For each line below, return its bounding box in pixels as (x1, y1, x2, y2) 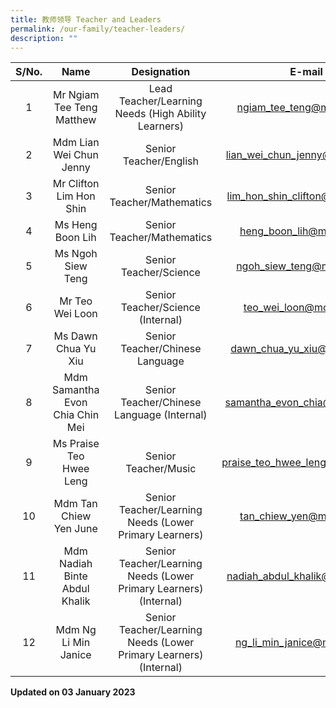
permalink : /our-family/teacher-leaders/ (10, 24, 186, 34)
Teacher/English (122, 154, 199, 168)
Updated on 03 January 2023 (10, 686, 136, 698)
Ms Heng (54, 218, 98, 232)
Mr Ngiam (52, 88, 100, 102)
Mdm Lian (52, 136, 100, 150)
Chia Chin (53, 408, 100, 422)
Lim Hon (56, 189, 96, 203)
